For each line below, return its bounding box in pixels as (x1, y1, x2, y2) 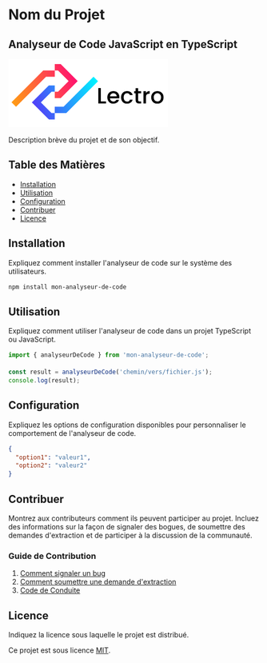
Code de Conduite (19, 585, 81, 595)
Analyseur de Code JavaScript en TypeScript (8, 38, 238, 51)
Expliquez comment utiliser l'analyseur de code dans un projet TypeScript (8, 326, 252, 336)
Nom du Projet (8, 6, 106, 24)
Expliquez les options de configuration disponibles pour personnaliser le (8, 420, 246, 429)
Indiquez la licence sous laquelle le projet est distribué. (8, 630, 189, 640)
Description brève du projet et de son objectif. (8, 135, 160, 145)
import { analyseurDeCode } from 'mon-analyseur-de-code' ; (8, 351, 209, 359)
